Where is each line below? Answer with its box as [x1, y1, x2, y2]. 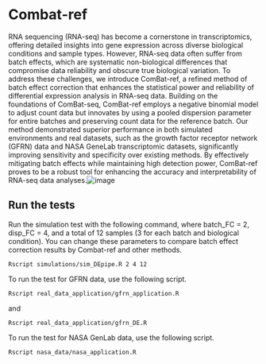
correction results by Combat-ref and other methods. [8, 245, 183, 254]
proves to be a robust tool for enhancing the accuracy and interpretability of [8, 167, 256, 176]
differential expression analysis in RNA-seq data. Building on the [8, 91, 218, 100]
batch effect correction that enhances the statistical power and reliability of [8, 82, 254, 92]
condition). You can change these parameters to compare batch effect [8, 236, 239, 246]
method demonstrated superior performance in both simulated [8, 125, 213, 134]
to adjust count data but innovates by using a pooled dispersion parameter [8, 107, 253, 117]
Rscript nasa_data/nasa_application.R [8, 348, 137, 356]
